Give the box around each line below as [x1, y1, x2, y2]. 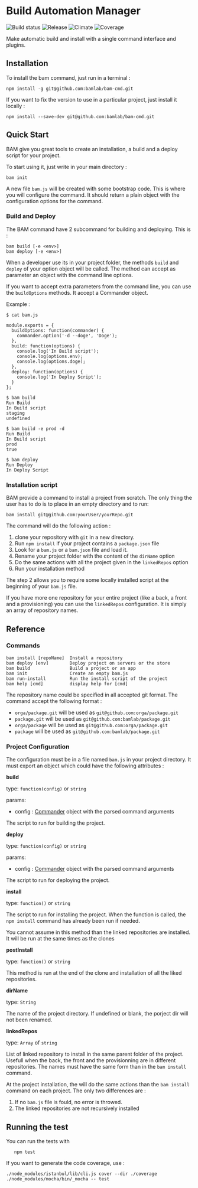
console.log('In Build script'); [17, 348, 99, 354]
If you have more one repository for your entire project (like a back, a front [6, 594, 187, 601]
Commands [6, 642, 40, 650]
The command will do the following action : [6, 522, 111, 529]
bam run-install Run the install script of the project [6, 675, 168, 682]
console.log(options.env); [17, 353, 83, 359]
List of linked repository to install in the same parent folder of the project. [6, 1050, 184, 1058]
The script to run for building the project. [6, 819, 105, 826]
